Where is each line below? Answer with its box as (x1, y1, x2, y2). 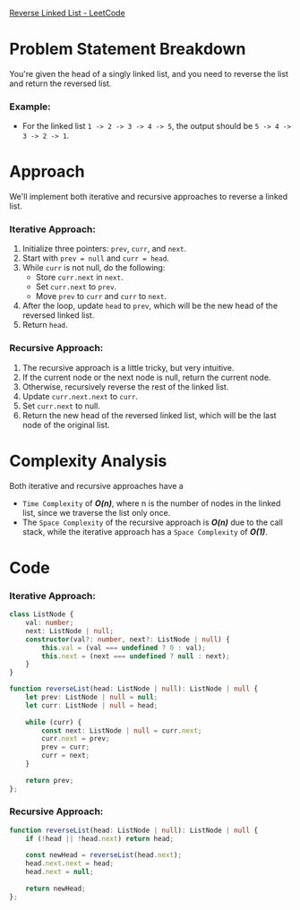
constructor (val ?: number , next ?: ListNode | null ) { (25, 635, 230, 644)
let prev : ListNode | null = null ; (25, 693, 159, 702)
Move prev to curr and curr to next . (35, 291, 167, 302)
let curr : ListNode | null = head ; (25, 700, 159, 710)
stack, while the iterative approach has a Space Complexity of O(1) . (21, 526, 269, 537)
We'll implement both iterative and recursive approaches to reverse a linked (9, 192, 288, 202)
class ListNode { (9, 610, 74, 619)
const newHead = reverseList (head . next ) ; (25, 851, 182, 860)
